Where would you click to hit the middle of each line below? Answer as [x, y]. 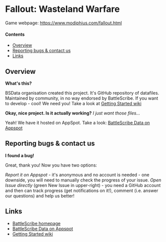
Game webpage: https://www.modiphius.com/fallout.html [64, 23]
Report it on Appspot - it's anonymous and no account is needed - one [77, 175]
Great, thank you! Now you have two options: [51, 165]
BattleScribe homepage [36, 223]
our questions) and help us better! [40, 196]
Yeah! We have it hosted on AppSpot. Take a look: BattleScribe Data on [78, 122]
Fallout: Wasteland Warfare [62, 9]
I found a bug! [20, 155]
